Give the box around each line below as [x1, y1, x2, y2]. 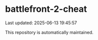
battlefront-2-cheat [5, 3, 87, 15]
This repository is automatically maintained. [5, 29, 94, 35]
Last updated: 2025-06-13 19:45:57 [5, 20, 77, 26]
